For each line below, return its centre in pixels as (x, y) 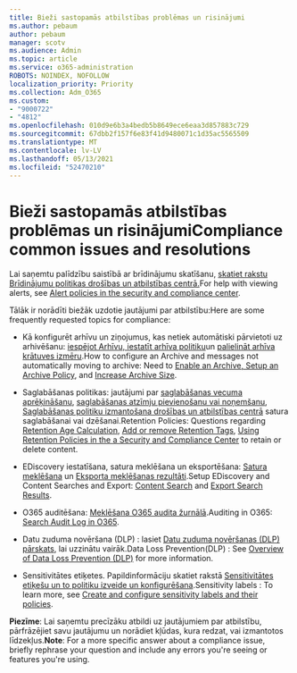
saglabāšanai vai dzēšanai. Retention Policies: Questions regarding (144, 421)
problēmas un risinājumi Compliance (146, 230)
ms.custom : (29, 101)
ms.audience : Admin (45, 51)
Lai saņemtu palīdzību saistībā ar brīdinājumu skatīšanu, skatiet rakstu (139, 274)
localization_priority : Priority (71, 84)
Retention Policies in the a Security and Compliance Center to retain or (152, 440)
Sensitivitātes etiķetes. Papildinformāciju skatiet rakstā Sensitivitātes (148, 576)
